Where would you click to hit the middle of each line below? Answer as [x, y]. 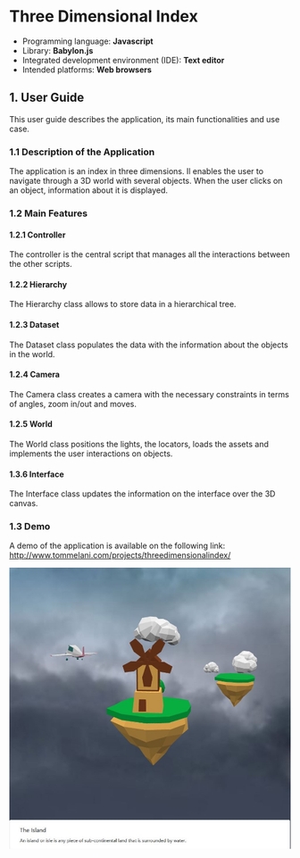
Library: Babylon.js [58, 50]
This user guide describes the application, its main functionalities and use [145, 119]
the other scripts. [41, 264]
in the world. [32, 354]
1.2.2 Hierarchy [38, 284]
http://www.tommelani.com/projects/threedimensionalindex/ [120, 555]
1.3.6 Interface [37, 474]
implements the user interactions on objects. [91, 454]
